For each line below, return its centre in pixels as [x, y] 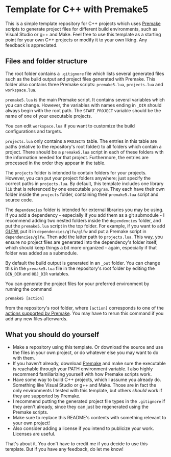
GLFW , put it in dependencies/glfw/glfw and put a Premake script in [76, 231]
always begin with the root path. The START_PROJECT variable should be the [83, 110]
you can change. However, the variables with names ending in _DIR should [83, 105]
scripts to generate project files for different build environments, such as [81, 29]
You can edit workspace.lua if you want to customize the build [70, 125]
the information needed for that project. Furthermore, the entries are [77, 157]
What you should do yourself [52, 335]
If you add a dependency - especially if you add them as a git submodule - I [85, 215]
